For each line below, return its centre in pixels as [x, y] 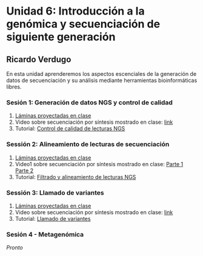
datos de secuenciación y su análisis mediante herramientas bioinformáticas [102, 80]
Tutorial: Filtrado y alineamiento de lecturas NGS [75, 177]
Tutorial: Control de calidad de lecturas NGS [70, 129]
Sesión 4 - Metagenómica [45, 234]
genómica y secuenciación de [83, 24]
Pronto [15, 248]
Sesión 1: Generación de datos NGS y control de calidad [89, 103]
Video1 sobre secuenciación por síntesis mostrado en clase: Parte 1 [99, 164]
